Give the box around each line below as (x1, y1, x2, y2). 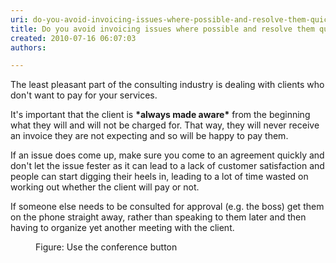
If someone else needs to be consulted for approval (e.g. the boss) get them (10, 201, 325, 213)
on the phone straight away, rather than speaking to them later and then (10, 211, 307, 223)
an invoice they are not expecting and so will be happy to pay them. (10, 130, 289, 142)
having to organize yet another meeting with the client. (10, 222, 235, 234)
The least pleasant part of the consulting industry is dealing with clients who (10, 79, 325, 91)
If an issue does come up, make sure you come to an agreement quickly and (10, 149, 325, 161)
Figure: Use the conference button (35, 241, 178, 253)
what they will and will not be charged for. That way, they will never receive (10, 119, 320, 131)
